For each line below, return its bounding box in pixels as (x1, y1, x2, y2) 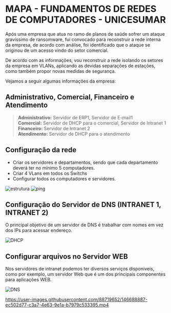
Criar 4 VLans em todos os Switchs (12, 170, 88, 176)
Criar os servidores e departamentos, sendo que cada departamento (12, 159, 158, 165)
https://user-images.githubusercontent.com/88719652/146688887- (5, 297, 147, 303)
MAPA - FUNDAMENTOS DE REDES (5, 3, 157, 15)
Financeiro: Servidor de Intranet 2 (17, 125, 91, 131)
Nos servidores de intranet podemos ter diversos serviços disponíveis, (5, 266, 155, 272)
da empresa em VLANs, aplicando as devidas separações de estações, (5, 62, 156, 69)
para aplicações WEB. (5, 277, 52, 283)
